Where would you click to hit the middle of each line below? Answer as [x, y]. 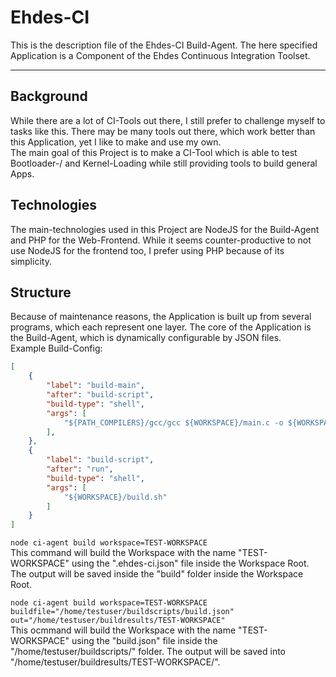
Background [49, 96]
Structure [41, 292]
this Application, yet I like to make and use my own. [116, 142]
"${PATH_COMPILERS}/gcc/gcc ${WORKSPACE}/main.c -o [173, 422]
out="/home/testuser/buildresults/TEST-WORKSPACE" [118, 621]
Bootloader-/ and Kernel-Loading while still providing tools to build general [164, 163]
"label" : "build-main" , [95, 386]
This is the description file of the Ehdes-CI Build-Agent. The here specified [164, 45]
